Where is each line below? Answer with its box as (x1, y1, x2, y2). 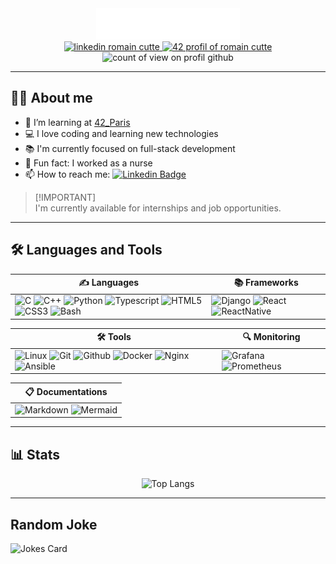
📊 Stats (10, 446, 61, 463)
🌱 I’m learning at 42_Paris (24, 116, 131, 128)
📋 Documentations (24, 385, 108, 397)
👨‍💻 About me (10, 90, 93, 107)
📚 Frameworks (233, 277, 299, 289)
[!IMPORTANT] (34, 191, 97, 203)
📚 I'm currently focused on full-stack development (24, 142, 236, 154)
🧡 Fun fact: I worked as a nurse (24, 157, 153, 169)
